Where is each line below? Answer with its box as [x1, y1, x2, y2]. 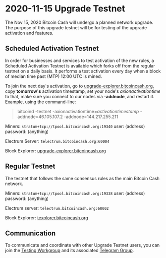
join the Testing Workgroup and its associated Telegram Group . [5, 248, 134, 254]
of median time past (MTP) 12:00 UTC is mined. [5, 73, 103, 79]
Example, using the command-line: [5, 99, 76, 105]
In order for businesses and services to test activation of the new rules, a [5, 58, 155, 64]
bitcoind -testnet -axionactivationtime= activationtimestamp [17, 108, 139, 114]
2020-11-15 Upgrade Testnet [5, 3, 125, 14]
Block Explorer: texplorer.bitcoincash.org [5, 214, 88, 221]
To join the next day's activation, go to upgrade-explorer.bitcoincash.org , [5, 83, 155, 89]
